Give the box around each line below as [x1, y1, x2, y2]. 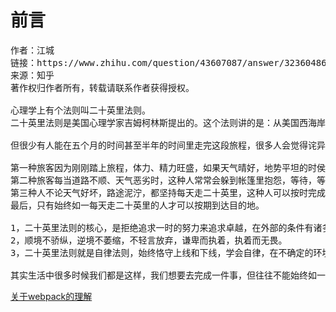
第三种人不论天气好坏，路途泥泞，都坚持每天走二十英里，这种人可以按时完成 [10, 187, 326, 198]
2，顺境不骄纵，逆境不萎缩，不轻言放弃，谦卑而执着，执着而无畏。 [10, 234, 288, 246]
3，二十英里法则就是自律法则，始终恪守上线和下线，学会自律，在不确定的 [10, 247, 314, 258]
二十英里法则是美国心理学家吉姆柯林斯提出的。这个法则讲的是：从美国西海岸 [10, 117, 326, 128]
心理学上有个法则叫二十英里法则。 [10, 104, 151, 116]
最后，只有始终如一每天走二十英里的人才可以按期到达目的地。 [10, 199, 265, 211]
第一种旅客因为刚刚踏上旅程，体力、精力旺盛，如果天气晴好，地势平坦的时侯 [10, 162, 326, 173]
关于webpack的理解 [10, 290, 93, 302]
